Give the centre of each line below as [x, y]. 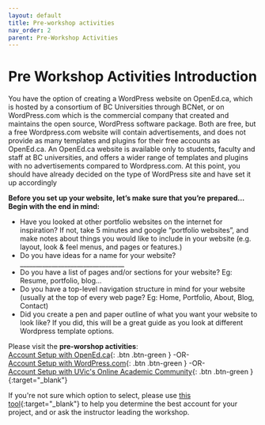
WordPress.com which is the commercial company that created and [119, 116]
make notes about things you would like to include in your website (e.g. [135, 239]
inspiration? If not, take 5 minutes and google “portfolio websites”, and [134, 230]
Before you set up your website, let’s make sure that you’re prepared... [127, 198]
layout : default [35, 15]
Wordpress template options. [67, 331]
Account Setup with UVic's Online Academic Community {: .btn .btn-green [129, 372]
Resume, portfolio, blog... [61, 281]
